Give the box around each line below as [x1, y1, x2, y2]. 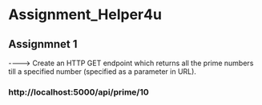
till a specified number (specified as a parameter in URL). [8, 67, 196, 76]
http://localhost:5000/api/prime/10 [8, 86, 150, 97]
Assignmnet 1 [8, 37, 78, 51]
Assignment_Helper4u [8, 6, 163, 24]
